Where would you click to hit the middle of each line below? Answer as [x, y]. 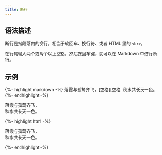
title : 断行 [16, 10]
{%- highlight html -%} [28, 121]
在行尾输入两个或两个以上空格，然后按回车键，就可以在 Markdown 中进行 [79, 54]
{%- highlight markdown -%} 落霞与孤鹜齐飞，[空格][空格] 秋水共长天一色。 [81, 90]
